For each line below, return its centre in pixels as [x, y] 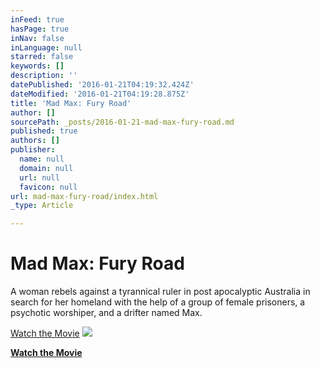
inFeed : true [37, 19]
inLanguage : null [46, 47]
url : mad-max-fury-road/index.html [84, 196]
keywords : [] [37, 66]
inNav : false [37, 38]
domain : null [46, 168]
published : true [44, 131]
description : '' [44, 76]
